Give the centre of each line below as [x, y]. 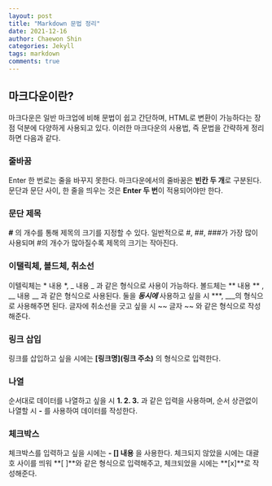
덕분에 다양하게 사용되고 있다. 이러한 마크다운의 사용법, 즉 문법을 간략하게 [133, 128]
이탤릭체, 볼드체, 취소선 [52, 266]
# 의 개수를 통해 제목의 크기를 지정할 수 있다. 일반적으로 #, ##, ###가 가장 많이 [134, 233]
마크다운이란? [41, 96]
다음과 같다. [42, 138]
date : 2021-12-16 [38, 31]
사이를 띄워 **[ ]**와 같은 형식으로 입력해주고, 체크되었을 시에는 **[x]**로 [134, 463]
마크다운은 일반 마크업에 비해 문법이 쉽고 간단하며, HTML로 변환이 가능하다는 [130, 117]
